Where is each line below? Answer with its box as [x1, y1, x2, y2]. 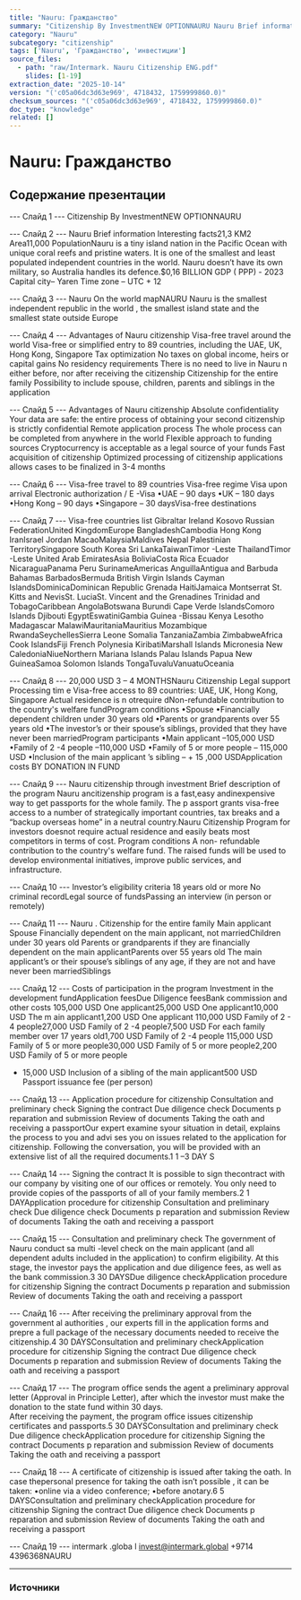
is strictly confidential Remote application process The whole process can [9, 423, 282, 435]
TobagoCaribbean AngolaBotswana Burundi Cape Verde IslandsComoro [9, 601, 275, 612]
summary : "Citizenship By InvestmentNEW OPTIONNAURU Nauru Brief [9, 22, 258, 30]
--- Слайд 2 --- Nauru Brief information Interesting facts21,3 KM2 [9, 229, 253, 239]
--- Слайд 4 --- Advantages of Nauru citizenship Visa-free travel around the [9, 330, 292, 341]
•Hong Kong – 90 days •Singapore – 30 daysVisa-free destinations [9, 498, 257, 509]
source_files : [9, 55, 63, 64]
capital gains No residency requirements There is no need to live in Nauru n [9, 359, 288, 369]
